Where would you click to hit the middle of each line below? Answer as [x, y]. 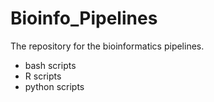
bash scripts [50, 65]
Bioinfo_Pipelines [84, 18]
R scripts [43, 76]
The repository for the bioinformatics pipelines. [107, 46]
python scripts [54, 86]
